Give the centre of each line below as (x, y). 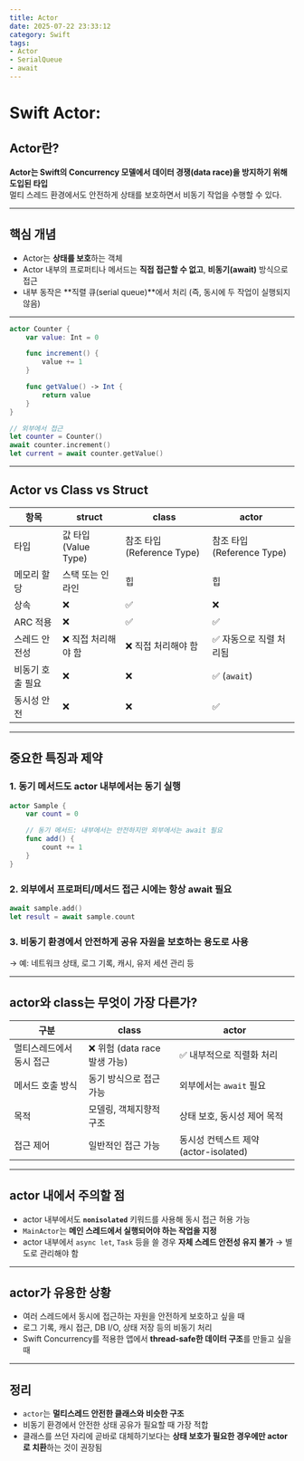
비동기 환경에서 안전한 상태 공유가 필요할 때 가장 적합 (115, 1425)
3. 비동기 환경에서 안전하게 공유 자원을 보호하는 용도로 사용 (129, 941)
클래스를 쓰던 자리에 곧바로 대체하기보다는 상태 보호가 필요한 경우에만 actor (155, 1437)
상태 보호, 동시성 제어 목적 (231, 1116)
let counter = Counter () (56, 437)
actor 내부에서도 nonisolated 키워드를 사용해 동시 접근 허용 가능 (136, 1219)
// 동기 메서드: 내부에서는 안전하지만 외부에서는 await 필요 (124, 831)
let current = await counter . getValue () (87, 454)
